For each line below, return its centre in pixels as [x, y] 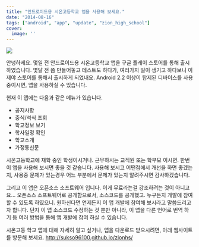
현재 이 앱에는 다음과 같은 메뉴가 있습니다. [54, 98]
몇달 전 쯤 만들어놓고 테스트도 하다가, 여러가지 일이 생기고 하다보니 [110, 70]
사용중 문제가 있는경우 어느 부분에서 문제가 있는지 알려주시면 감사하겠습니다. [102, 175]
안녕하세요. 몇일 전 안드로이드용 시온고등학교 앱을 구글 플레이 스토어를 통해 [93, 62]
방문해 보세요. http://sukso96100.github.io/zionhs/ [72, 237]
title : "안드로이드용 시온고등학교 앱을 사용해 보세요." [66, 12]
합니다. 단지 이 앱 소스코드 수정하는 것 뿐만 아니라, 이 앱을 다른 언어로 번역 [97, 210]
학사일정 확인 [30, 133]
